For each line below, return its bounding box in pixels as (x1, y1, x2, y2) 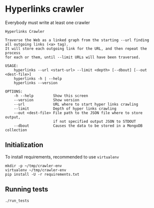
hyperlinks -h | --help (14, 76, 62, 81)
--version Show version (14, 97, 79, 102)
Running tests (5, 185, 49, 194)
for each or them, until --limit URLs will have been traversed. (5, 55, 140, 60)
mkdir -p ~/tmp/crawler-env (5, 163, 62, 168)
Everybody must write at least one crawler (5, 20, 90, 25)
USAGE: (5, 63, 19, 68)
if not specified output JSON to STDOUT (53, 119, 136, 124)
